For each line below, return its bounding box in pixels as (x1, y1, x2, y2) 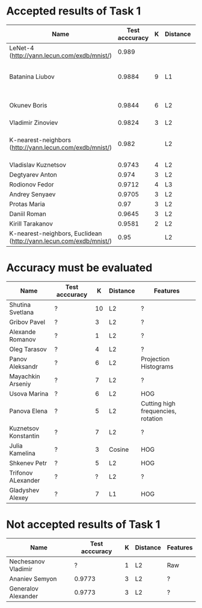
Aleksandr (9, 362, 38, 370)
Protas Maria (9, 200, 46, 208)
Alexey (9, 493, 29, 502)
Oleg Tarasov (9, 345, 47, 353)
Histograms (141, 362, 174, 370)
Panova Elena (9, 407, 48, 415)
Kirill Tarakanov (9, 219, 53, 227)
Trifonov (9, 469, 33, 477)
